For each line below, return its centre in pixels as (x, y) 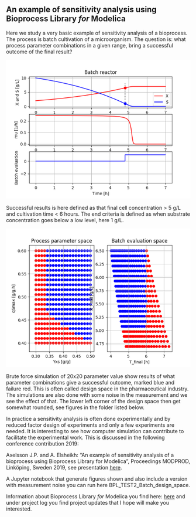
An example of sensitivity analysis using (81, 10)
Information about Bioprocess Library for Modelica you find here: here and (96, 496)
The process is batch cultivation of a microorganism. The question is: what (96, 39)
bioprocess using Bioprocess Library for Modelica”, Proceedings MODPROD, (98, 461)
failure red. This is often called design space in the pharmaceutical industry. (97, 389)
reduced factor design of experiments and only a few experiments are (90, 425)
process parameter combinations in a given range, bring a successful (90, 45)
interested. (19, 509)
